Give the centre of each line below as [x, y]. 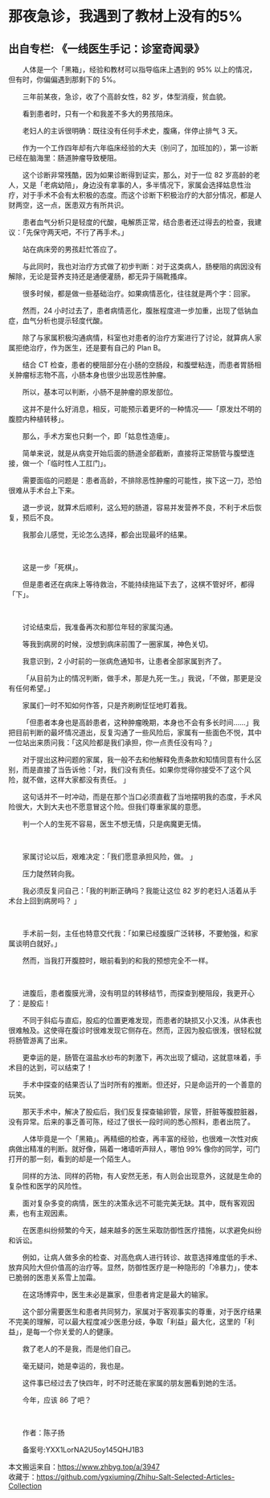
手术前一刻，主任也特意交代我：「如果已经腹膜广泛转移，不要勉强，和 [137, 933]
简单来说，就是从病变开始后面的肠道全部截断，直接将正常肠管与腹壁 [135, 453]
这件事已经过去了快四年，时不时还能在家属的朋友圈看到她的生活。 [132, 1383]
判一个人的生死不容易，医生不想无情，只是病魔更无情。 [114, 824]
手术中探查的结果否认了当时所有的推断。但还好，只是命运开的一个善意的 [142, 1085]
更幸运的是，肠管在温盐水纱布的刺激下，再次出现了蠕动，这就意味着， [139, 1057]
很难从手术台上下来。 [43, 490]
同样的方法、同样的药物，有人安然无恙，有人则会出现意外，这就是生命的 [142, 1176]
